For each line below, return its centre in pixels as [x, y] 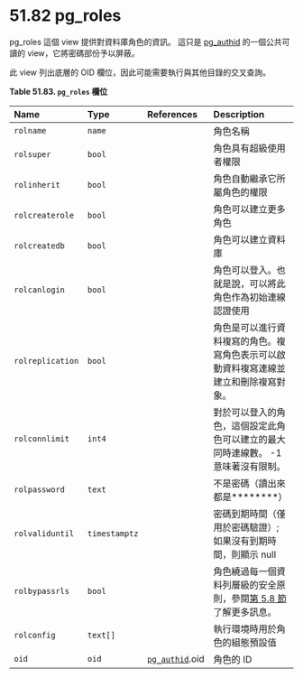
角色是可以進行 [245, 328]
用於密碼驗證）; [246, 527]
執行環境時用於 [245, 628]
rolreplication [46, 361]
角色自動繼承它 [245, 179]
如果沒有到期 [240, 541]
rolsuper [32, 154]
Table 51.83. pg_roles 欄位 [59, 91]
